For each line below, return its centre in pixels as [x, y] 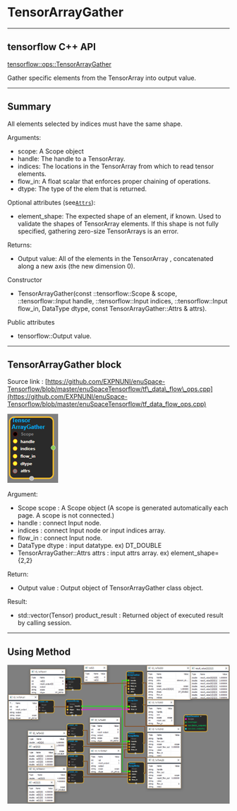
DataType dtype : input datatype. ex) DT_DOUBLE [90, 546]
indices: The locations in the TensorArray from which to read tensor [115, 166]
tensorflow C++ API [52, 47]
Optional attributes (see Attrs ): [51, 202]
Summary [29, 107]
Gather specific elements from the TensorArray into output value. [102, 78]
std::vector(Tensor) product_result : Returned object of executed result [120, 615]
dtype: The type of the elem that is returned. [82, 189]
